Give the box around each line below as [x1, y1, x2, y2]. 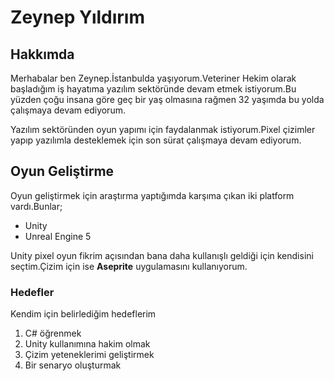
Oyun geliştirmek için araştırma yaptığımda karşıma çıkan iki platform [10, 189, 295, 201]
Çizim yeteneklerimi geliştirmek [24, 349, 155, 361]
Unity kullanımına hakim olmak [24, 338, 151, 350]
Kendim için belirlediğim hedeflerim [10, 308, 157, 320]
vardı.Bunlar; [10, 200, 63, 212]
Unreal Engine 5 [24, 230, 92, 242]
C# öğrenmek [24, 327, 82, 340]
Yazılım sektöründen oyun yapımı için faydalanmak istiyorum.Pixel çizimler [10, 124, 316, 135]
